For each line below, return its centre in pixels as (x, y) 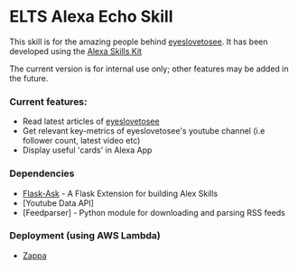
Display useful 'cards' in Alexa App (87, 150)
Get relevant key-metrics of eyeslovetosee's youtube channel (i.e (144, 131)
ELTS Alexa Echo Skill (91, 17)
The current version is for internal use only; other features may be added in (149, 69)
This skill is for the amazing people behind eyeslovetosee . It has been (139, 42)
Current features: (48, 101)
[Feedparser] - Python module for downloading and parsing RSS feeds (154, 212)
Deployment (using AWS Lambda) (85, 236)
